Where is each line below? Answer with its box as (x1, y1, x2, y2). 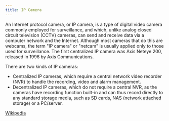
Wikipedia (5, 110, 26, 116)
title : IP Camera (5, 7, 42, 13)
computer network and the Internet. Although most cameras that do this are (5, 37, 163, 44)
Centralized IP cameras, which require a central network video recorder (12, 73, 162, 79)
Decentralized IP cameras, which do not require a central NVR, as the (12, 84, 157, 90)
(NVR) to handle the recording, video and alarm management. (12, 78, 141, 85)
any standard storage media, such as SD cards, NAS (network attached (12, 95, 162, 101)
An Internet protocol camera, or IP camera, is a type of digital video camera (5, 21, 162, 27)
